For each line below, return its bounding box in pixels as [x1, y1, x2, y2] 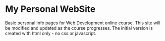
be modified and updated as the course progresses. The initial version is [5, 25, 153, 31]
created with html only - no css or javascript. [5, 30, 97, 36]
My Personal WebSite [5, 3, 96, 15]
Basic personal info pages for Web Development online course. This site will [5, 20, 161, 26]
